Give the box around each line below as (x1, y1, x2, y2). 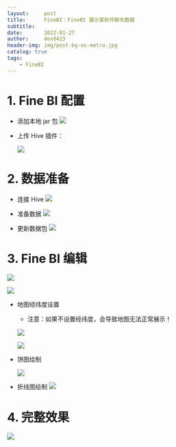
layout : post (7, 10, 57, 17)
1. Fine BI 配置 (7, 93, 85, 108)
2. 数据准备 (7, 171, 70, 186)
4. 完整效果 (7, 409, 70, 425)
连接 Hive (16, 195, 45, 203)
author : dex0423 (7, 36, 66, 43)
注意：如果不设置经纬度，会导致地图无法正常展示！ (27, 315, 172, 323)
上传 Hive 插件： (16, 131, 64, 139)
